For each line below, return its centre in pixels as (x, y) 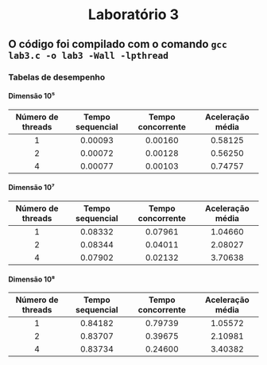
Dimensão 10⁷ (32, 188)
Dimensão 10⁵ (32, 96)
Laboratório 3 (133, 15)
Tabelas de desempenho (57, 77)
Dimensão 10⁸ (32, 279)
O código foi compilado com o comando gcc (118, 44)
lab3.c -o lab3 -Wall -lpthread (89, 55)
